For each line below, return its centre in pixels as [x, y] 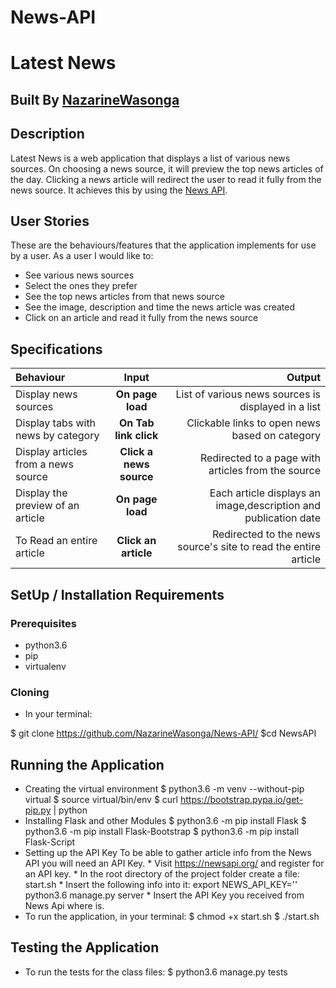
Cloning [30, 692]
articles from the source [264, 471]
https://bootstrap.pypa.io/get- [241, 799]
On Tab [137, 423]
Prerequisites [43, 623]
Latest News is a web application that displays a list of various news [150, 158]
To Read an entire [56, 541]
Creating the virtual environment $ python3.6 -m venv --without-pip [164, 789]
